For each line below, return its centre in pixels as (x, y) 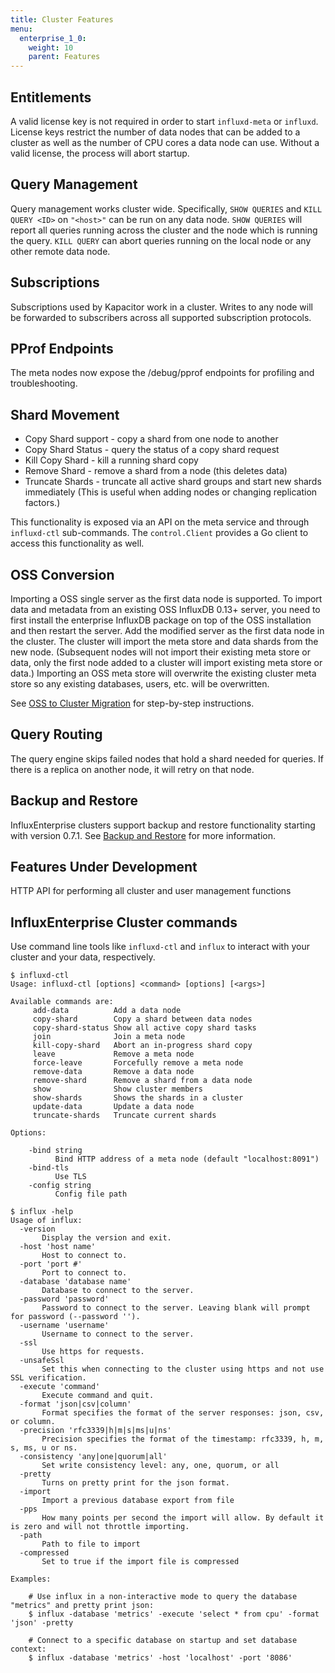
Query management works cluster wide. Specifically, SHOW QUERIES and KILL (166, 208)
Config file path (91, 1194)
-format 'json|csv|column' (75, 1404)
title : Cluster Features (62, 19)
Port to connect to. (84, 1273)
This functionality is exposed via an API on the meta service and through (160, 522)
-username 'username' (64, 1326)
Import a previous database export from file (138, 1501)
